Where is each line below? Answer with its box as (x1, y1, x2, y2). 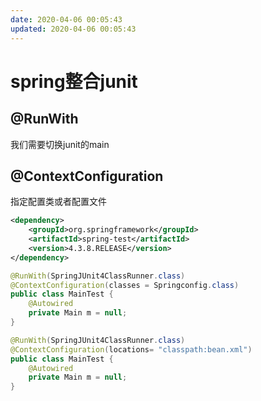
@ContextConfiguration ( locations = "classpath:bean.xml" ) (10, 344, 253, 355)
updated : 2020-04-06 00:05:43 (10, 24, 137, 34)
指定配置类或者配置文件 (10, 196, 107, 208)
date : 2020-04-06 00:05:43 (10, 14, 123, 25)
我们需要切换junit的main (10, 138, 110, 150)
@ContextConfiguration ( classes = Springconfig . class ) (10, 280, 240, 290)
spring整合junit (10, 70, 138, 93)
